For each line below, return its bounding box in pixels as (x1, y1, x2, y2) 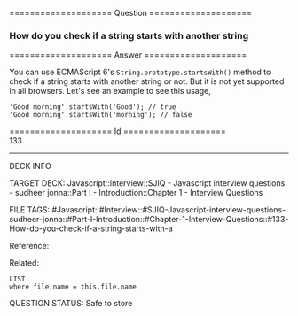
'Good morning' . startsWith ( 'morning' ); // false (9, 111, 192, 119)
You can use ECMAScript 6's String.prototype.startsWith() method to (9, 66, 271, 78)
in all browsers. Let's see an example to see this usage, (9, 86, 211, 96)
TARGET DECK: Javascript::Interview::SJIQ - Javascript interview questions (9, 178, 286, 189)
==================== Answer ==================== (9, 50, 247, 60)
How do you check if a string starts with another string (9, 29, 249, 42)
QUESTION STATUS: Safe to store (9, 298, 133, 309)
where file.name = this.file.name (9, 282, 137, 291)
